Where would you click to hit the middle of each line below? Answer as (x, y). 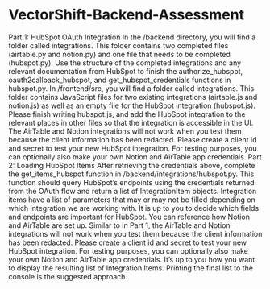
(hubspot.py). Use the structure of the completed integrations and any (125, 63)
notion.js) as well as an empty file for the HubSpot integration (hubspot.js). (132, 105)
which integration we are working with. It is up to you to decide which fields (134, 208)
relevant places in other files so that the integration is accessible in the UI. (131, 122)
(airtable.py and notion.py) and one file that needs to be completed (120, 54)
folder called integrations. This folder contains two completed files (118, 45)
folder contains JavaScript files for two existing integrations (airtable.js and (133, 97)
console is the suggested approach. (68, 276)
